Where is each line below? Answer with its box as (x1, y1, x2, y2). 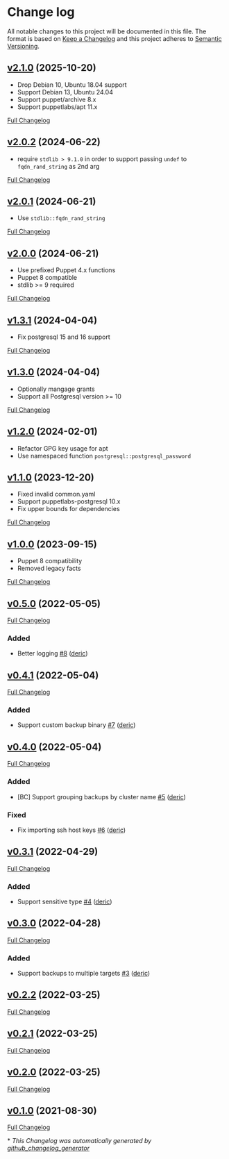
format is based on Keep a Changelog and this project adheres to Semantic (7, 34, 222, 42)
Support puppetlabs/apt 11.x (17, 102, 98, 111)
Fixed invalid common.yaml (17, 490, 96, 499)
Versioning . (7, 42, 40, 50)
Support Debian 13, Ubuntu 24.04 (17, 87, 113, 96)
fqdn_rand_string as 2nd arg (17, 162, 100, 170)
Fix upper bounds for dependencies (17, 505, 120, 513)
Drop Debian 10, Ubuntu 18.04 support (17, 81, 127, 89)
